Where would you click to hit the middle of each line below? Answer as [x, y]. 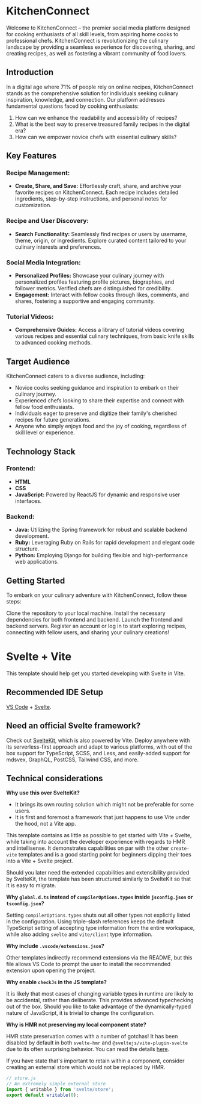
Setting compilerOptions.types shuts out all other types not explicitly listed [98, 915]
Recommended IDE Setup [55, 692]
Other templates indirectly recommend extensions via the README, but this [99, 958]
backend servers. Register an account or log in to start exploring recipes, [97, 626]
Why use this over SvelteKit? [43, 793]
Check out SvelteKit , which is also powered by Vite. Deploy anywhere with [98, 740]
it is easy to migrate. [31, 885]
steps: [14, 601]
